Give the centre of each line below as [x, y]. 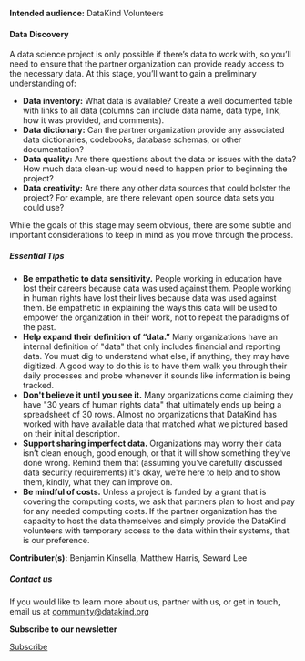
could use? [43, 208]
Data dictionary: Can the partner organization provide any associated [153, 130]
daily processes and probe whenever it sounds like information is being [156, 376]
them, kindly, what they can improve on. [97, 482]
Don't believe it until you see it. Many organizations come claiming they [158, 395]
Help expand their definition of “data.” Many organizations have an [150, 337]
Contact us [31, 579]
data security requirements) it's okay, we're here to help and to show [152, 472]
